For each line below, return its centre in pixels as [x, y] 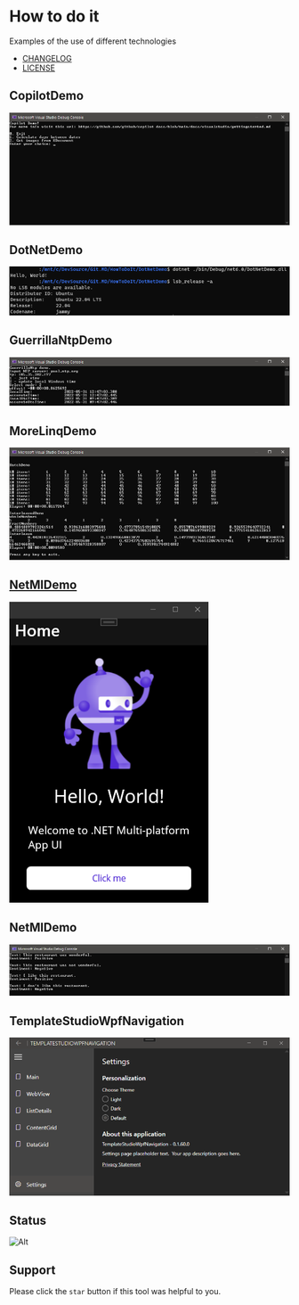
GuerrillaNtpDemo [61, 341]
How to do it [54, 16]
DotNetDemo [46, 250]
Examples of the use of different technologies [93, 41]
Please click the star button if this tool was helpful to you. [115, 1292]
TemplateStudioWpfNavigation [97, 1021]
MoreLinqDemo [53, 431]
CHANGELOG [47, 58]
